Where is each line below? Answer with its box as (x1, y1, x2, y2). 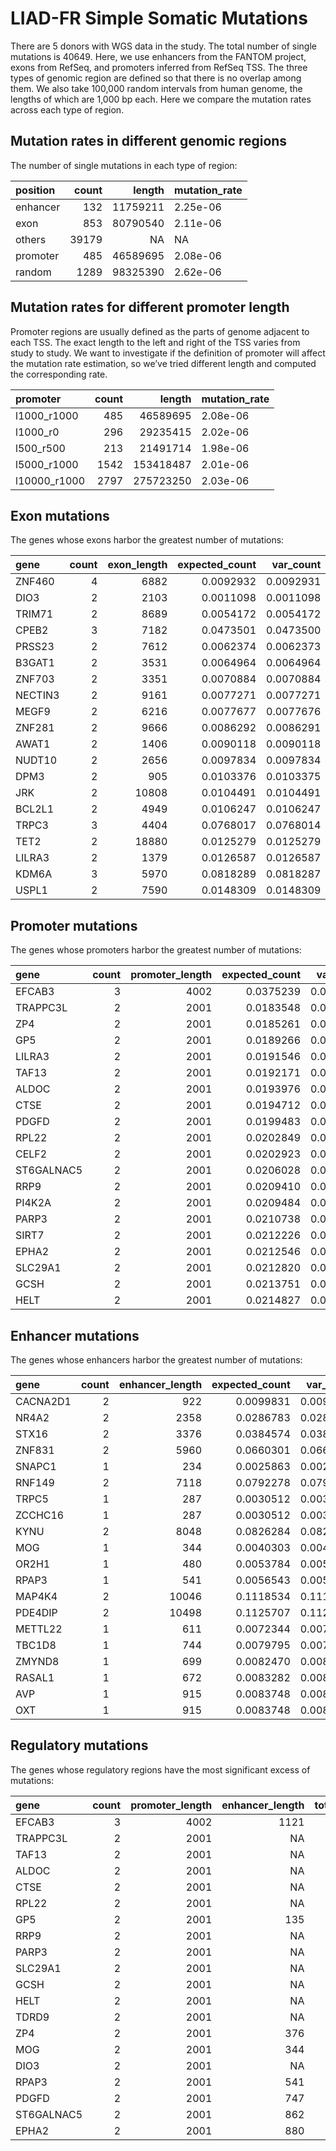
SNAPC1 (15, 1460, 57, 1473)
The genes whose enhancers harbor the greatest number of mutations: (10, 1354, 303, 1366)
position (15, 183, 56, 197)
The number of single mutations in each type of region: (10, 159, 238, 171)
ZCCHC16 (15, 1508, 65, 1522)
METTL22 (15, 1622, 63, 1636)
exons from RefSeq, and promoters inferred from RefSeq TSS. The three (10, 61, 308, 73)
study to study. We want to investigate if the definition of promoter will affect (10, 347, 326, 359)
